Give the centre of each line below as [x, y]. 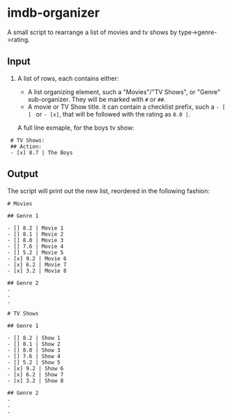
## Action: [26, 147]
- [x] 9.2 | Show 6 [36, 368]
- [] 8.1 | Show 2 [34, 344]
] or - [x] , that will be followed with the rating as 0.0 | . [109, 114]
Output [23, 174]
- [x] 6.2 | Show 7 [36, 375]
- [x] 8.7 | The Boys [41, 152]
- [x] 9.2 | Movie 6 [37, 258]
